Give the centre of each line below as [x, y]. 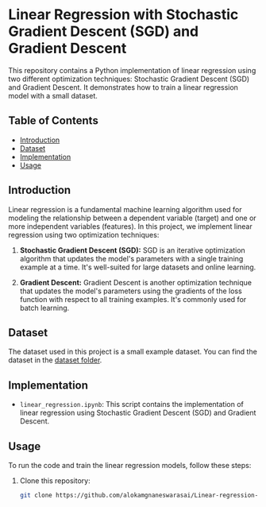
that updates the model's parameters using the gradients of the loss [131, 291]
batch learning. [44, 308]
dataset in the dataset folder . [55, 360]
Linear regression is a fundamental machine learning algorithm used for [125, 209]
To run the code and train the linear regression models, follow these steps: [130, 465]
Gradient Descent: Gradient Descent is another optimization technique [136, 282]
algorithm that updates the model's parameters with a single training [131, 258]
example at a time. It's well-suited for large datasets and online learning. [138, 267]
